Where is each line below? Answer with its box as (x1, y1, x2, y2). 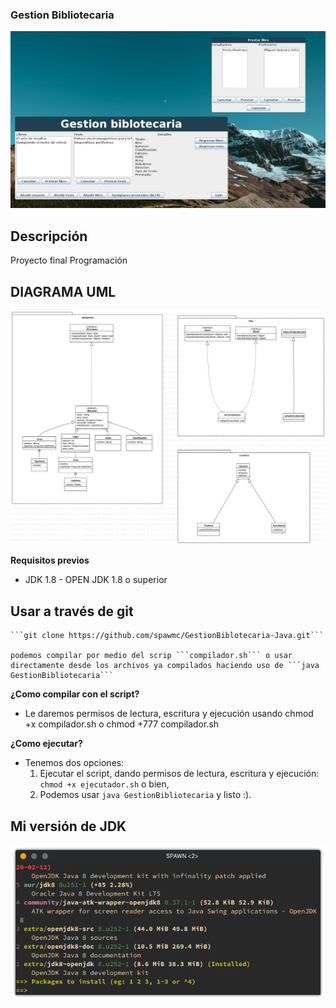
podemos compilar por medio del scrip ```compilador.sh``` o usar (10, 651, 293, 661)
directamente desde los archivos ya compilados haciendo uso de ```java (10, 661, 320, 671)
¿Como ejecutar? (10, 738, 83, 750)
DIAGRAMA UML (10, 283, 117, 300)
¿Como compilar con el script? (10, 688, 140, 700)
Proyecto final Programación (10, 254, 128, 267)
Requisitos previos (10, 554, 90, 567)
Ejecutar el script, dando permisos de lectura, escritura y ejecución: (39, 768, 320, 780)
